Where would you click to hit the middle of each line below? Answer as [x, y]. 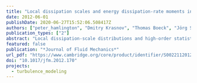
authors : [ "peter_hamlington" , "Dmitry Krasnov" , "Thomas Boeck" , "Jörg [97, 28]
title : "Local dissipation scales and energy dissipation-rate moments [95, 11]
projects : [18, 66]
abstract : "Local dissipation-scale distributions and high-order [89, 39]
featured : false [26, 44]
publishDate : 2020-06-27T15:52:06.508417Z [59, 22]
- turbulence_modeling [39, 71]
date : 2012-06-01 [27, 17]
